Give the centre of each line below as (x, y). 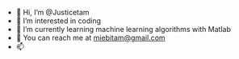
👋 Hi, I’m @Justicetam (53, 12)
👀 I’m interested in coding (59, 21)
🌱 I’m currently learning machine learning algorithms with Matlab (124, 29)
